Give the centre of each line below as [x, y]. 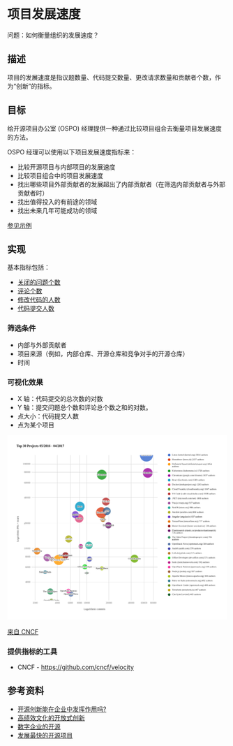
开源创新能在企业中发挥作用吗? [62, 709]
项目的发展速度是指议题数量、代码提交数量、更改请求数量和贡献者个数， [111, 77]
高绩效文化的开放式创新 [51, 717]
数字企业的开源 [39, 726]
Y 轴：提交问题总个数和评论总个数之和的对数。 [84, 407]
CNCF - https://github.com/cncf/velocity [76, 667]
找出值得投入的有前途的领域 [57, 202]
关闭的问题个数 [39, 282]
